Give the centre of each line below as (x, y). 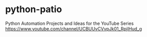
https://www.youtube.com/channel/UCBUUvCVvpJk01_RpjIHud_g (74, 28)
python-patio (34, 9)
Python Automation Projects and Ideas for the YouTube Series (69, 23)
